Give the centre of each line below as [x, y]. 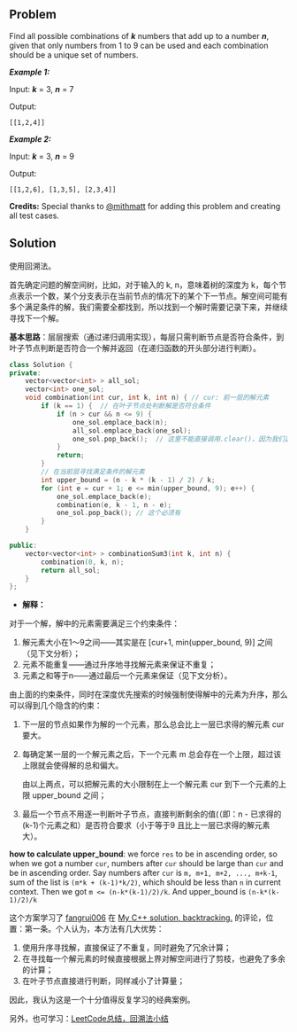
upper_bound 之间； [69, 795]
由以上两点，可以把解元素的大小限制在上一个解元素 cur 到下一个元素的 [150, 785]
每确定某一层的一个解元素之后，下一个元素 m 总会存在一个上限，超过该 [151, 754]
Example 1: [30, 72]
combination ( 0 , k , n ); [83, 562]
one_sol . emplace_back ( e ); [104, 496]
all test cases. [34, 215]
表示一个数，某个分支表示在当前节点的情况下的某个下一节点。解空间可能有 [152, 295]
